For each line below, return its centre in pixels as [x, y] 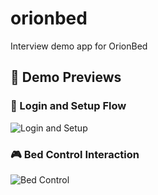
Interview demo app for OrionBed [79, 46]
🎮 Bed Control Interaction [75, 154]
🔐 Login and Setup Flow [68, 106]
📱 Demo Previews [66, 77]
